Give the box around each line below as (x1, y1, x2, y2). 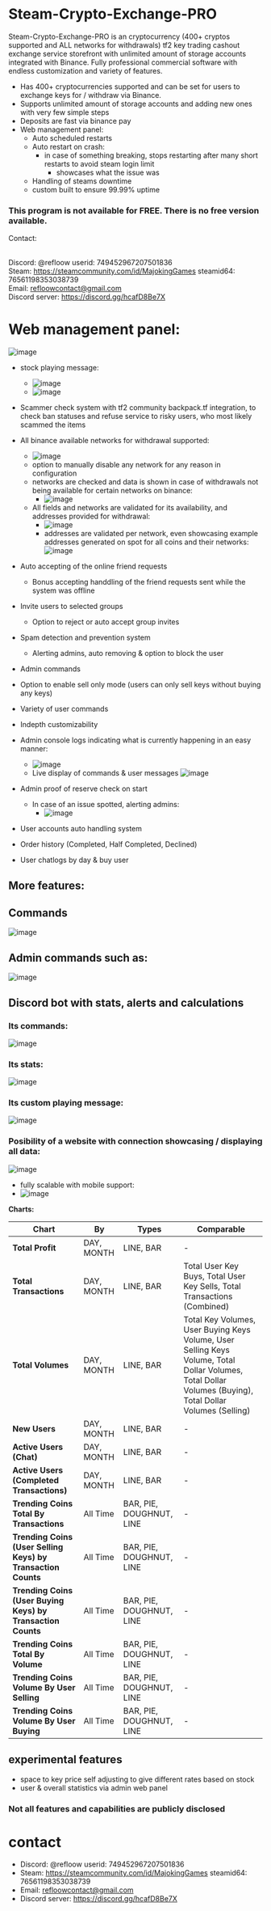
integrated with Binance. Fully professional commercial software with (8, 57, 238, 67)
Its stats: (8, 1059, 44, 1070)
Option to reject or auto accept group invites (31, 617, 180, 627)
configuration (31, 468, 77, 478)
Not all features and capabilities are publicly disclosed (8, 1803, 226, 1814)
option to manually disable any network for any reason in (31, 460, 221, 470)
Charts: (8, 1204, 35, 1214)
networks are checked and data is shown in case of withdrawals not (31, 477, 259, 487)
